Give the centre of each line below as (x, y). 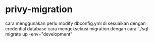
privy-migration (39, 9)
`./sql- (144, 28)
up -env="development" (47, 34)
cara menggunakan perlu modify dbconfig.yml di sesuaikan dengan (75, 23)
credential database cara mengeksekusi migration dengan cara (71, 28)
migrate (13, 34)
